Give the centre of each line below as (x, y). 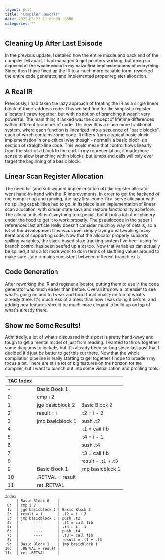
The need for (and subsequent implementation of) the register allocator (77, 188)
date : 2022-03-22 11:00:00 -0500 (39, 19)
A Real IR (19, 92)
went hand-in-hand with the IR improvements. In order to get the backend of (82, 194)
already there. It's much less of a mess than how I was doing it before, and (81, 299)
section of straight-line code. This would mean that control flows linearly (79, 145)
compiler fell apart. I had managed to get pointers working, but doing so (78, 61)
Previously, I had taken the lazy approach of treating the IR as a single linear (82, 103)
